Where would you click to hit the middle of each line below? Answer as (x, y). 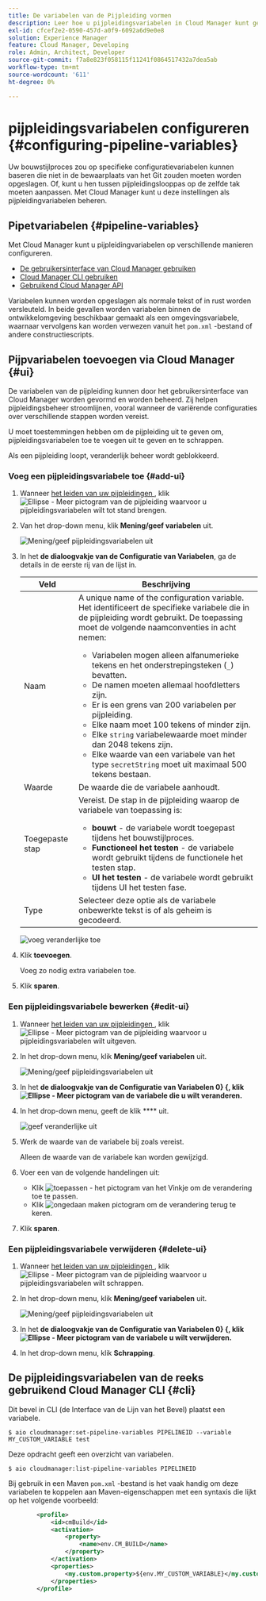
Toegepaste (46, 839)
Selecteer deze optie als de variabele (147, 900)
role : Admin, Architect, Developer (67, 52)
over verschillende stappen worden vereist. (79, 417)
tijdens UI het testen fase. (139, 887)
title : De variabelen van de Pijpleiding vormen (90, 15)
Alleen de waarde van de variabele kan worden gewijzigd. (114, 1156)
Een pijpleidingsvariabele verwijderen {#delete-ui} (108, 1249)
